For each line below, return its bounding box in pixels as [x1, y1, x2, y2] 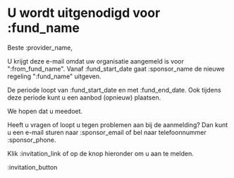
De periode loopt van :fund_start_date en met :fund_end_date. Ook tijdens [7, 85, 221, 94]
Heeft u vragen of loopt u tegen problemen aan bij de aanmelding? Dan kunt [7, 120, 228, 129]
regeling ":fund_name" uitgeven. [7, 72, 101, 81]
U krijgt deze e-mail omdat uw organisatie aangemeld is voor [7, 57, 185, 65]
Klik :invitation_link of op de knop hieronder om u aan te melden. [7, 149, 194, 158]
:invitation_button [7, 162, 58, 171]
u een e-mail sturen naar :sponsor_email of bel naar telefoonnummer [7, 128, 207, 136]
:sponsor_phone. [7, 136, 56, 144]
